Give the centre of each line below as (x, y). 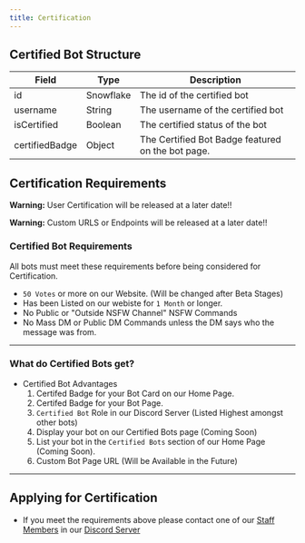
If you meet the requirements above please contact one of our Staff (148, 519)
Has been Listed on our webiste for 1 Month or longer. (123, 303)
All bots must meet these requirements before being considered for (135, 266)
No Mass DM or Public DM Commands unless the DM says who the (148, 322)
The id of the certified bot (194, 95)
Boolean (103, 125)
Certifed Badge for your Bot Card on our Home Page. (135, 393)
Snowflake (108, 95)
